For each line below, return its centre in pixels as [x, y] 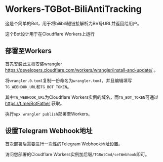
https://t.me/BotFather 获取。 [35, 103]
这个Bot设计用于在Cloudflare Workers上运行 [50, 34]
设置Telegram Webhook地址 [49, 131]
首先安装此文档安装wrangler [34, 64]
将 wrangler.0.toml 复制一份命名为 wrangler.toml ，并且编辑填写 [69, 81]
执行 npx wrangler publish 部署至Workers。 [49, 114]
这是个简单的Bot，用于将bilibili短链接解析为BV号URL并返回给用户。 [73, 23]
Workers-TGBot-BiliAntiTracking [73, 9]
